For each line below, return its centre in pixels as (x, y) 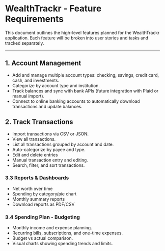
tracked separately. (25, 43)
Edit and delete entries (35, 155)
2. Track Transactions (39, 122)
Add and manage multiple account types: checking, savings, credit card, (85, 75)
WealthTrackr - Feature (53, 9)
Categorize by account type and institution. (56, 85)
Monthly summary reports (39, 199)
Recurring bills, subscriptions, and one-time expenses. (67, 233)
